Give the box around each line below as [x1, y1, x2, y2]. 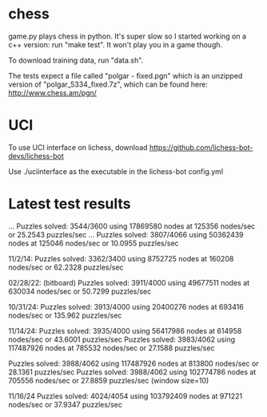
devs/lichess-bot [8, 151, 64, 160]
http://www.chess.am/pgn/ [8, 87, 98, 97]
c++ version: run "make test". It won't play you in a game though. [8, 39, 223, 49]
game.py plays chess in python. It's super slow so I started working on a [8, 31, 246, 41]
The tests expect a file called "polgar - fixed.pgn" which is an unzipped [8, 71, 243, 80]
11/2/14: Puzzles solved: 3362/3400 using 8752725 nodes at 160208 [8, 253, 234, 263]
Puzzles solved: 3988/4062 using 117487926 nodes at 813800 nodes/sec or [8, 358, 259, 368]
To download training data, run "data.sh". [8, 55, 144, 65]
